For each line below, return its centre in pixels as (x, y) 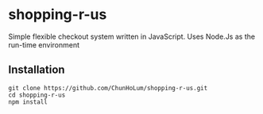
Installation (37, 70)
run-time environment (44, 44)
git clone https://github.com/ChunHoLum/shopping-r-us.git (108, 88)
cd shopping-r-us (37, 95)
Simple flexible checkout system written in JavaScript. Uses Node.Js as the (132, 36)
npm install (28, 102)
